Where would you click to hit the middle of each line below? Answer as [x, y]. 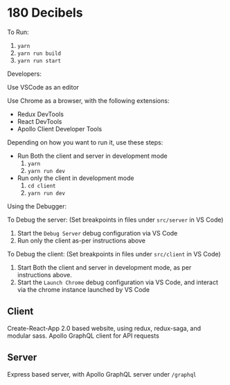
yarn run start [39, 60]
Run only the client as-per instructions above [81, 240]
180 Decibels [45, 13]
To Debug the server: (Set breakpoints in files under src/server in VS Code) [115, 220]
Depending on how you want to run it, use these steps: [85, 142]
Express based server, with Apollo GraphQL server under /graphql [102, 374]
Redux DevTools [41, 114]
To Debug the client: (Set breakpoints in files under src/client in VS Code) [114, 254]
